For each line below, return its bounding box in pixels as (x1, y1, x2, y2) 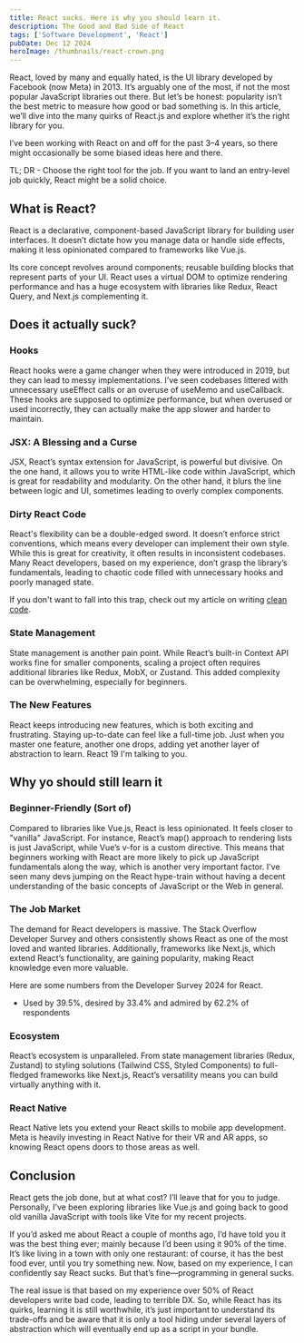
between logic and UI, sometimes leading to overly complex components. (9, 485, 284, 495)
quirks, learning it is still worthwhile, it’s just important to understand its (9, 1304, 275, 1316)
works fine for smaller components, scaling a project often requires (9, 657, 260, 668)
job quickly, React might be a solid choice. (9, 174, 168, 186)
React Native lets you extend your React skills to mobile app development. (9, 1122, 287, 1133)
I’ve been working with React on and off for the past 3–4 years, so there (9, 138, 279, 149)
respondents (22, 1006, 71, 1017)
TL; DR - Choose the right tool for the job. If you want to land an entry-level (9, 165, 290, 176)
